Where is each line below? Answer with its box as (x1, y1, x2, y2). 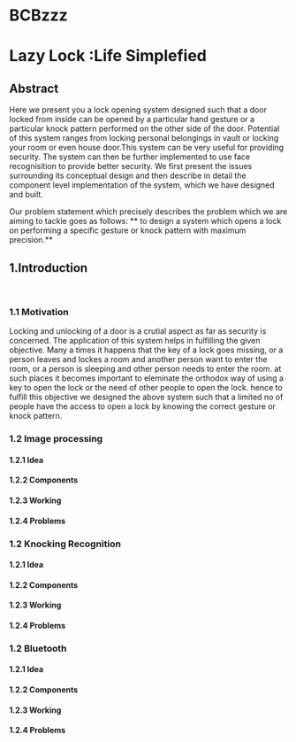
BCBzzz (9, 5, 68, 26)
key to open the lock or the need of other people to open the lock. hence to (9, 383, 283, 393)
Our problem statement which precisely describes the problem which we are (9, 206, 288, 217)
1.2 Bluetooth (9, 642, 67, 654)
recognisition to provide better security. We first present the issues (9, 161, 253, 172)
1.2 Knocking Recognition (9, 537, 122, 550)
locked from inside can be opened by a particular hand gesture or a (9, 114, 254, 125)
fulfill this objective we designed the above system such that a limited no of (9, 391, 284, 403)
